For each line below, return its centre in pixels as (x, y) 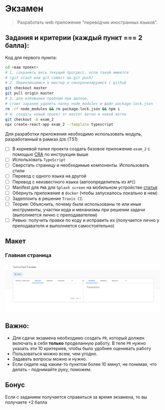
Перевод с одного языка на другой (49, 176)
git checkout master (26, 88)
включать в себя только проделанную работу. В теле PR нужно (79, 343)
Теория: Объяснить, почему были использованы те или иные (77, 204)
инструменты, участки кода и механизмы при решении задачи (79, 209)
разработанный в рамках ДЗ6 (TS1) (41, 139)
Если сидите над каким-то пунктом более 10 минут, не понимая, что (84, 364)
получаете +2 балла (26, 402)
